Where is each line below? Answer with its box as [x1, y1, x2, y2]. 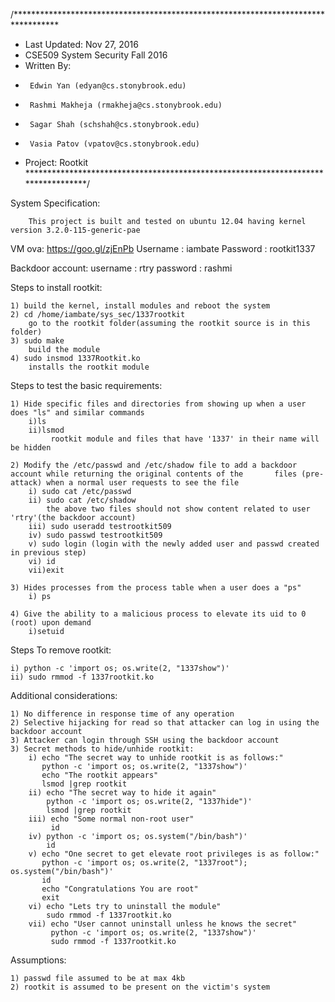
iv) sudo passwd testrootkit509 [28, 530, 163, 540]
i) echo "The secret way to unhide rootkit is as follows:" [28, 753, 284, 763]
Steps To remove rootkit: [10, 644, 112, 656]
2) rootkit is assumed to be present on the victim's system [10, 982, 271, 992]
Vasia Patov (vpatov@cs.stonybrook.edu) [29, 139, 201, 149]
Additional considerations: [10, 690, 118, 701]
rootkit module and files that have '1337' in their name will [50, 434, 320, 444]
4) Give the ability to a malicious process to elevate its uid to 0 [10, 609, 307, 619]
